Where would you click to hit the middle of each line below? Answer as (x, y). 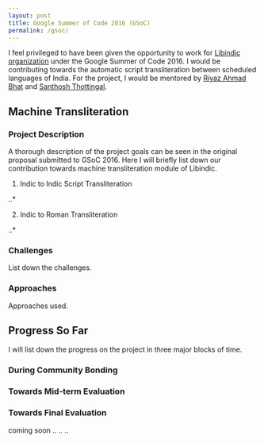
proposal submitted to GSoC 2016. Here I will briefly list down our (115, 160)
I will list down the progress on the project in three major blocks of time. (125, 349)
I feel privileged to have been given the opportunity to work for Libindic (124, 53)
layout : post (30, 15)
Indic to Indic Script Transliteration (76, 184)
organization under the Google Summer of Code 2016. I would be (114, 61)
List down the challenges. (50, 268)
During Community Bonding (63, 370)
